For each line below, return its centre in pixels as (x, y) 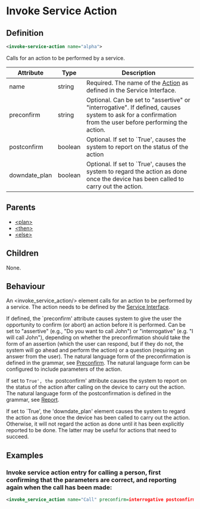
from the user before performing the (137, 122)
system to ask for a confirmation (131, 114)
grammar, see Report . (33, 400)
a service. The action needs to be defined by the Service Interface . (88, 307)
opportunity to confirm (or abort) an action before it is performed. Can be (96, 325)
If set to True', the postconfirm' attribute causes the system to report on (96, 381)
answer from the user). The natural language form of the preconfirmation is (99, 356)
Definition (25, 33)
